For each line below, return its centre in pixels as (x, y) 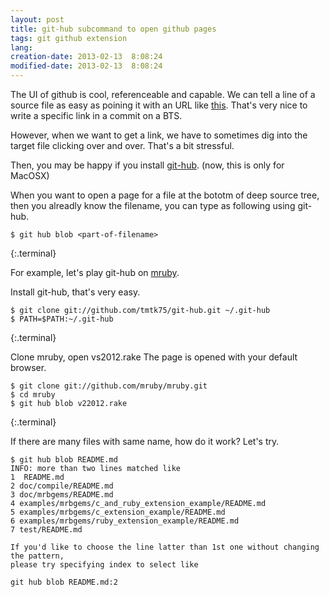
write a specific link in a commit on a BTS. (96, 115)
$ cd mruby (33, 395)
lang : (21, 47)
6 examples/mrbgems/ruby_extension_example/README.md (125, 521)
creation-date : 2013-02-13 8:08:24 (86, 57)
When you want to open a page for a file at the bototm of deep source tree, (165, 195)
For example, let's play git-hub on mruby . (95, 272)
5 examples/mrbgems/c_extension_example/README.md (118, 512)
